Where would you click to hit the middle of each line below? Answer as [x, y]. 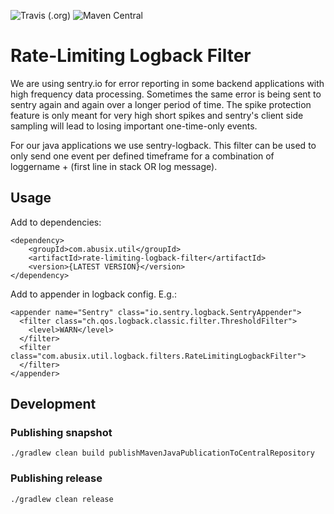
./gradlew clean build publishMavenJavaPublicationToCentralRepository [162, 453]
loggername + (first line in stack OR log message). [114, 166]
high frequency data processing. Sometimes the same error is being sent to [166, 94]
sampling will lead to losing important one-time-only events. [134, 126]
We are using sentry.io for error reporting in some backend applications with [167, 83]
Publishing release [56, 478]
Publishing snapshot [61, 433]
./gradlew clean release [62, 499]
